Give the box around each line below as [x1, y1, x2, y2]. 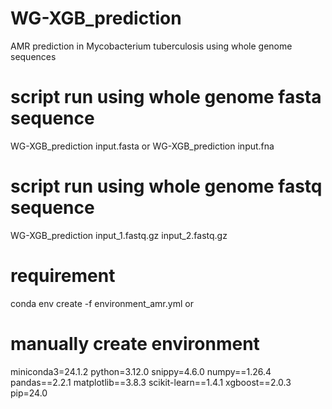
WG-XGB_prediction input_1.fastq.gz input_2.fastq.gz [10, 229, 228, 241]
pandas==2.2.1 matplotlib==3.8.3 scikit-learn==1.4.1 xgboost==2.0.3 [10, 376, 292, 388]
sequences [10, 50, 57, 62]
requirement [10, 265, 116, 287]
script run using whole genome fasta [10, 86, 322, 109]
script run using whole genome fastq [10, 175, 323, 198]
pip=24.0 [10, 387, 48, 399]
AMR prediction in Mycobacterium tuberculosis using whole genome [10, 40, 293, 52]
